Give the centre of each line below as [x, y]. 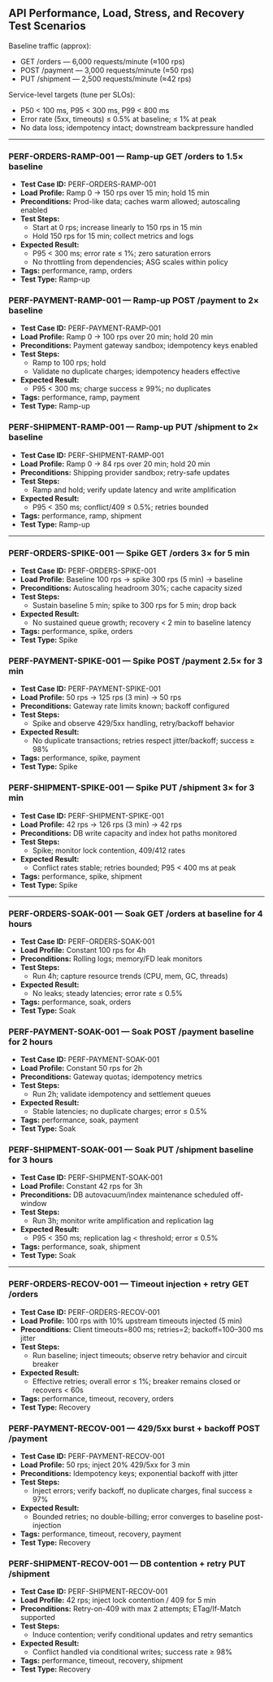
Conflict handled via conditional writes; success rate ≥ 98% [132, 1652]
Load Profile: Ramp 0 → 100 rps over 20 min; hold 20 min [117, 337]
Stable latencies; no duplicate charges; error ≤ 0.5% [120, 1112]
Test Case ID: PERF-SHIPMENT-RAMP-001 [92, 455]
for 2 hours [31, 1042]
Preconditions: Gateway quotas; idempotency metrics [111, 1077]
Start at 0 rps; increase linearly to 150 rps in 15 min [117, 228]
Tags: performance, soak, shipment [80, 1247]
